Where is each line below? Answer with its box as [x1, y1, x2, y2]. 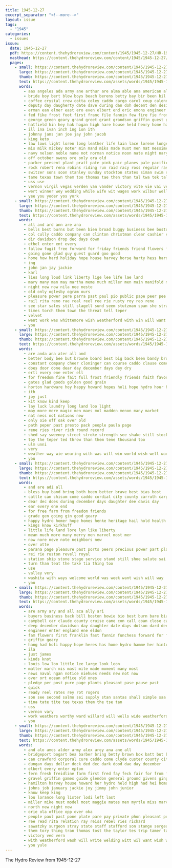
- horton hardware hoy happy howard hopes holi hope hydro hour [24, 384, 164, 390]
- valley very [24, 571, 54, 576]
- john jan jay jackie [24, 265, 72, 271]
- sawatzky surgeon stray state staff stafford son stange [24, 823, 153, 829]
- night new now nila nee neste [24, 284, 93, 290]
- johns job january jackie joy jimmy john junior [24, 785, 134, 790]
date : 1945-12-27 [10, 46, 47, 51]
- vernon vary [24, 709, 54, 714]
